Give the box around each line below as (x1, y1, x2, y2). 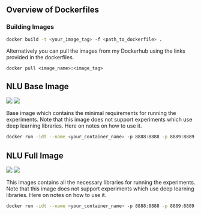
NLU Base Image (6, 81, 69, 92)
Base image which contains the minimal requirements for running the (6, 110, 176, 117)
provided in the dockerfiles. (6, 53, 74, 60)
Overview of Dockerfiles (6, 5, 100, 15)
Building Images (6, 23, 55, 31)
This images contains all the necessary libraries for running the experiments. (6, 179, 196, 186)
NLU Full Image (6, 150, 64, 161)
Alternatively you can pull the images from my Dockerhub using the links (6, 47, 186, 54)
